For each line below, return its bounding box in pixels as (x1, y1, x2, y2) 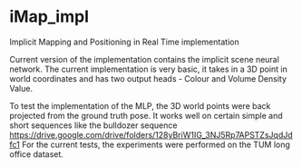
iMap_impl (9, 6, 89, 27)
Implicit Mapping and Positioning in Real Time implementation (9, 36, 239, 47)
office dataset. (9, 148, 63, 160)
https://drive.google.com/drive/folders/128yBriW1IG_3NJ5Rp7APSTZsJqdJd (9, 129, 293, 140)
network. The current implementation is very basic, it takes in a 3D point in (9, 64, 287, 74)
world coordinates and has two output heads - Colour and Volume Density (9, 73, 287, 83)
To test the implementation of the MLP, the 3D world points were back (9, 100, 271, 111)
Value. (9, 83, 34, 93)
